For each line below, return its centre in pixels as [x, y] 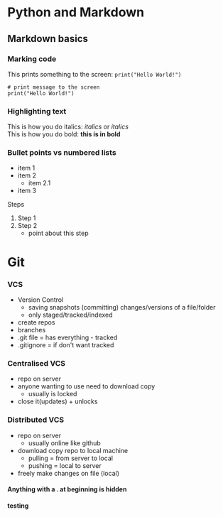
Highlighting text [37, 111]
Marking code [32, 59]
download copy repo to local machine [73, 450]
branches [32, 330]
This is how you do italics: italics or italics [68, 127]
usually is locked [53, 394]
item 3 [27, 191]
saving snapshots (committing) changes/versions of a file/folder [122, 307]
